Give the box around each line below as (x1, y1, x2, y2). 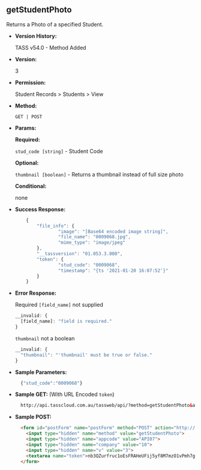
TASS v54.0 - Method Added (14, 44, 86, 51)
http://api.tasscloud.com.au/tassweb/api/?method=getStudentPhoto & (20, 402, 193, 409)
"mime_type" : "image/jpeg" (58, 240, 126, 246)
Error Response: (14, 289, 57, 297)
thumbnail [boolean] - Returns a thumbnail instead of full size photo (14, 170, 184, 178)
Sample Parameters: (14, 369, 67, 376)
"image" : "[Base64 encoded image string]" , (58, 228, 169, 235)
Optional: (14, 159, 39, 166)
